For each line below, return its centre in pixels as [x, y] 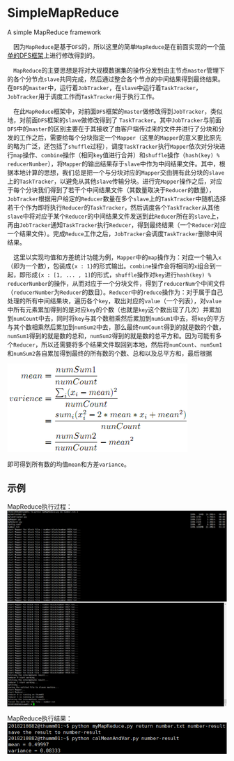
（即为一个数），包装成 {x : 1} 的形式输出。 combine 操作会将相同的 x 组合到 [111, 266]
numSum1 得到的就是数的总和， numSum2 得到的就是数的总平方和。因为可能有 [111, 335]
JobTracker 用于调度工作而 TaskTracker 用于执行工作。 [83, 96]
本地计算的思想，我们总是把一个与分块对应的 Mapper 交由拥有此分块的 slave [119, 172]
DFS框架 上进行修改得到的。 [59, 55]
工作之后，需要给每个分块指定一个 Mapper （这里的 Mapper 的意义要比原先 [120, 137]
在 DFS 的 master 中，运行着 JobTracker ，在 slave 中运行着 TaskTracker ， [104, 87]
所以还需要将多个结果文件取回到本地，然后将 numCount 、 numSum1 [132, 345]
